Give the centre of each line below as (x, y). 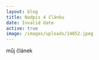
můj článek (19, 50)
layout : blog (22, 12)
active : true (22, 28)
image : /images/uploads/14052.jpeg (50, 34)
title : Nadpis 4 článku (35, 17)
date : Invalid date (30, 23)
